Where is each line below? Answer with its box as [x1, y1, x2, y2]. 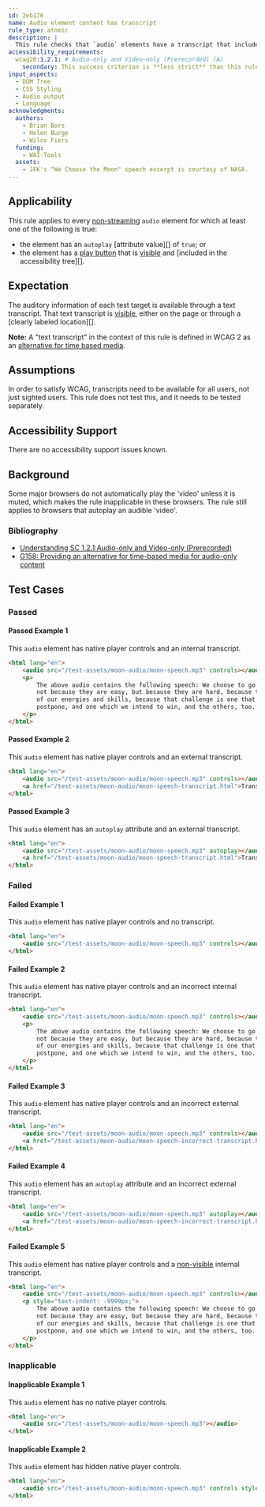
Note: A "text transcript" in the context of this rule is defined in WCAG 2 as [8, 332, 251, 342]
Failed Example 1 [8, 899, 64, 909]
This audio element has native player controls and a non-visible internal [8, 1259, 241, 1269]
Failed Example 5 [8, 1241, 65, 1251]
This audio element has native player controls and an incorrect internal [8, 982, 237, 992]
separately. [8, 401, 45, 410]
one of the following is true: [8, 224, 98, 234]
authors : [15, 114, 44, 122]
